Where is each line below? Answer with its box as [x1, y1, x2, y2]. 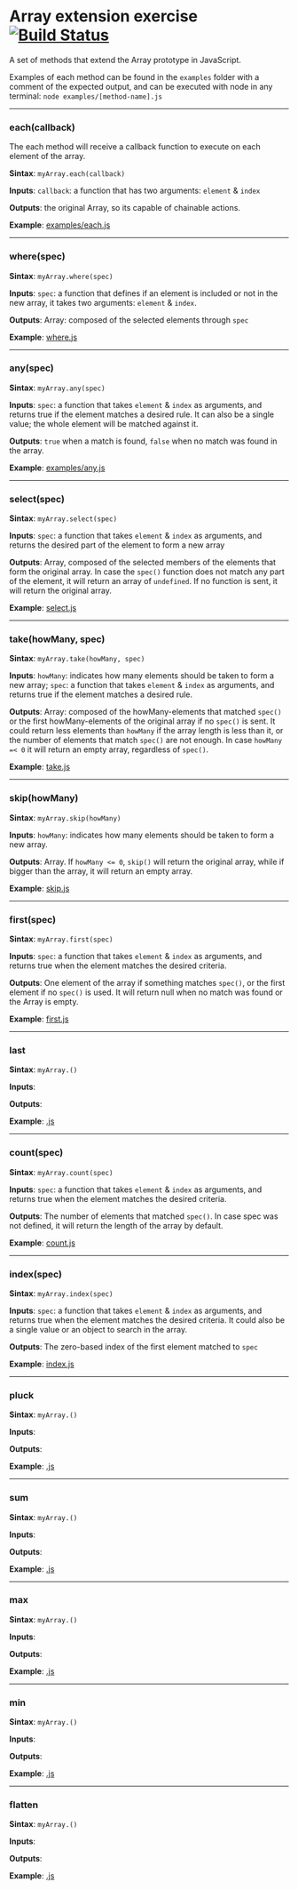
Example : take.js [9, 762, 71, 773]
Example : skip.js [9, 883, 70, 893]
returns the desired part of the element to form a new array [9, 540, 225, 550]
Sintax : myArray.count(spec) [9, 1166, 114, 1177]
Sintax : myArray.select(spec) [9, 513, 118, 524]
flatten [9, 1798, 39, 1811]
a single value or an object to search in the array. [9, 1324, 188, 1334]
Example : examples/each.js [9, 220, 111, 230]
